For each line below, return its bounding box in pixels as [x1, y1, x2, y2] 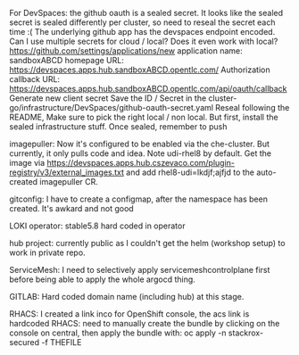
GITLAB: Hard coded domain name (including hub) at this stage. [9, 292, 245, 301]
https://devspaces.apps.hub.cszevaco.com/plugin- [46, 158, 235, 168]
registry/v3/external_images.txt [9, 167, 125, 177]
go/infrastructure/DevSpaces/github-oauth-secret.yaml [9, 103, 214, 112]
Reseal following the [215, 103, 290, 112]
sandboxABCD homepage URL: [9, 55, 125, 65]
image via [9, 158, 46, 168]
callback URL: [9, 74, 61, 84]
